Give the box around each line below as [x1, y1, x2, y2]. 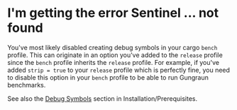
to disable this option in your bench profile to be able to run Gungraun [7, 73, 209, 82]
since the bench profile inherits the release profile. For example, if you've [7, 58, 220, 66]
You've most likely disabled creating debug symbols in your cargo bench [7, 43, 218, 51]
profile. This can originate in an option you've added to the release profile [7, 51, 224, 59]
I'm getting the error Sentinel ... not [7, 5, 219, 21]
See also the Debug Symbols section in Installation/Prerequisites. [7, 94, 198, 103]
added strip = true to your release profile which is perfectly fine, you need [7, 66, 231, 74]
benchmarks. [7, 80, 46, 89]
